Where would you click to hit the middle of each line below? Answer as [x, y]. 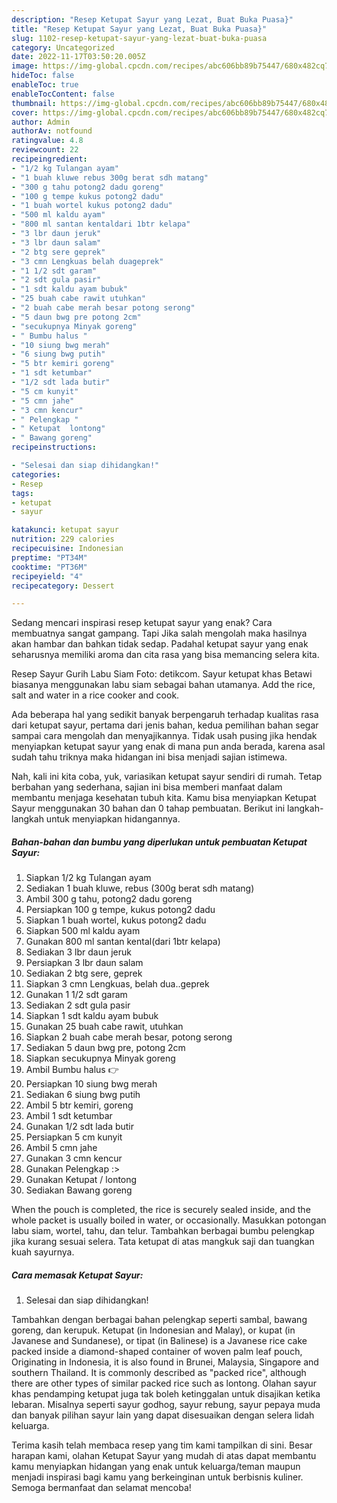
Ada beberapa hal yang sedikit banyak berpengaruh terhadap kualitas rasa [165, 715]
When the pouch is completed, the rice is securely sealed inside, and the [161, 1210]
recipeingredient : [49, 159]
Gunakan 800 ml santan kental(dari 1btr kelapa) [123, 942]
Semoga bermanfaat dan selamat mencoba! [101, 1488]
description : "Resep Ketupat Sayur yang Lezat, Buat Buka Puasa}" [152, 19]
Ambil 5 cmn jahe [61, 1148]
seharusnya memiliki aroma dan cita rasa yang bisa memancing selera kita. [165, 655]
